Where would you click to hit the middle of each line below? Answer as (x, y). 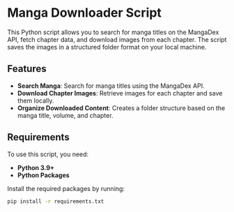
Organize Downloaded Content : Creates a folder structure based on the (121, 108)
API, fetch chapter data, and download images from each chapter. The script (117, 39)
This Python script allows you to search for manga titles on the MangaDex (113, 32)
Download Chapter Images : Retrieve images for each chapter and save (120, 93)
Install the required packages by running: (66, 188)
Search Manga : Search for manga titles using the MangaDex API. (111, 86)
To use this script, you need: (48, 154)
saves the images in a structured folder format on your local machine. (107, 47)
